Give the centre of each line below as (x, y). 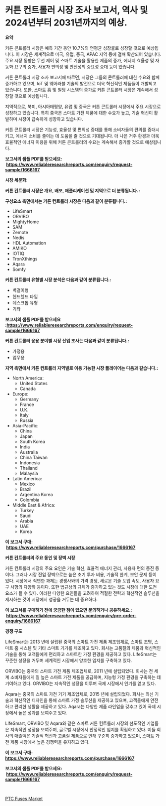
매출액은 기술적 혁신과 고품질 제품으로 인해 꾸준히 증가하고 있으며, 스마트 (84, 736)
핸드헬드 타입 (25, 296)
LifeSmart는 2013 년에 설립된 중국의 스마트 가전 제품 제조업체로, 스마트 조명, (79, 642)
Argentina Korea (36, 494)
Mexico (27, 484)
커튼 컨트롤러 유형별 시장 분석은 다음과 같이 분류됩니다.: (58, 279)
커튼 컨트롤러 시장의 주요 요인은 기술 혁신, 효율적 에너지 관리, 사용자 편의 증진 (80, 568)
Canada (28, 389)
